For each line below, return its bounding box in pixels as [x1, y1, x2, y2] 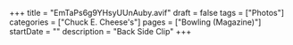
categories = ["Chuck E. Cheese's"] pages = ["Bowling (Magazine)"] [9, 17, 262, 27]
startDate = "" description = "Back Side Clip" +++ [9, 26, 192, 36]
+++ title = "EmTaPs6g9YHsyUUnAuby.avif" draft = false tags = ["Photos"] [9, 8, 284, 18]
